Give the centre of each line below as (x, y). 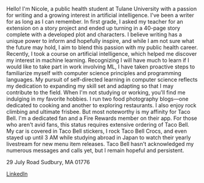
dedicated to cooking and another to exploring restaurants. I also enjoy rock (101, 105)
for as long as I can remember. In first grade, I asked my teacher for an (95, 22)
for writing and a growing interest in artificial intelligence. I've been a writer (100, 15)
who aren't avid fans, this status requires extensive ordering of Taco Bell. (98, 125)
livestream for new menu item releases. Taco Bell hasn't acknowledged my (100, 144)
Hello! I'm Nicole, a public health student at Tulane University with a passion (101, 9)
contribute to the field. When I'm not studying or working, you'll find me (96, 92)
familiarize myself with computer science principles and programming (94, 73)
